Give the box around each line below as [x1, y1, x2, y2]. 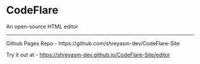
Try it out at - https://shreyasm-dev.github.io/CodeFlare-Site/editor [6, 51, 171, 58]
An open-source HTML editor [6, 23, 79, 30]
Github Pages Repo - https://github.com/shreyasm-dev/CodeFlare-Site [6, 39, 180, 47]
